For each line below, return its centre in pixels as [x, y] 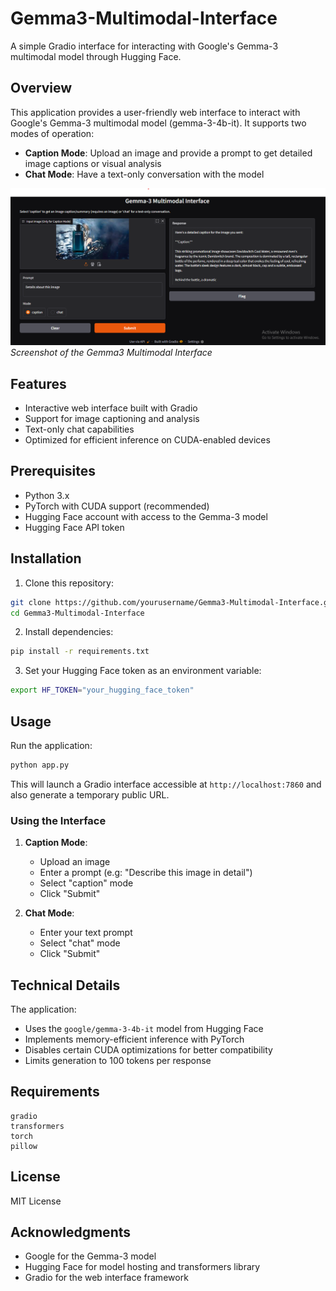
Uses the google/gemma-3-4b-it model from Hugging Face [144, 1028]
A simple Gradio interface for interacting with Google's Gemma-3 [144, 46]
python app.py [40, 765]
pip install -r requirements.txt [80, 652]
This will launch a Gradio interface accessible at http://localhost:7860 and [166, 784]
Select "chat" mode [80, 943]
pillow [24, 1146]
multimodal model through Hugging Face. [96, 56]
